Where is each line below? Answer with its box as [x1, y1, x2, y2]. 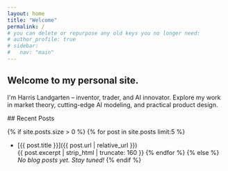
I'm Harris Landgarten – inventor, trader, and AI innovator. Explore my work [7, 93, 221, 101]
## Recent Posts [7, 114, 55, 122]
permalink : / [7, 23, 45, 30]
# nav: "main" [7, 49, 54, 56]
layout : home [7, 10, 45, 17]
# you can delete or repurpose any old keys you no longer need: [7, 29, 200, 37]
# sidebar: [7, 42, 39, 49]
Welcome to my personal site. [7, 74, 139, 87]
